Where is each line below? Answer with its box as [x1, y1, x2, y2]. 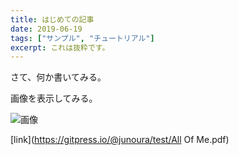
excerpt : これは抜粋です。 [10, 42, 110, 53]
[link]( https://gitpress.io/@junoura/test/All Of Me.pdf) [10, 134, 230, 146]
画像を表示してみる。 [10, 92, 98, 105]
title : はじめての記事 [10, 14, 95, 25]
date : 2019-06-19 [10, 24, 83, 34]
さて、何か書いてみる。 [10, 71, 107, 83]
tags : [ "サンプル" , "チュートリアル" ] [10, 33, 155, 43]
